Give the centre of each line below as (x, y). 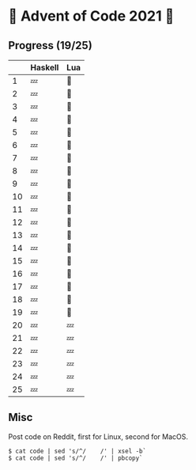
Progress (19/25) (50, 45)
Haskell (45, 68)
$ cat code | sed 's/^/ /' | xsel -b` (77, 451)
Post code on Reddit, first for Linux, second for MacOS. (98, 436)
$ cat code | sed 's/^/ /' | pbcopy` (76, 458)
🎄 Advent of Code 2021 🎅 (91, 16)
